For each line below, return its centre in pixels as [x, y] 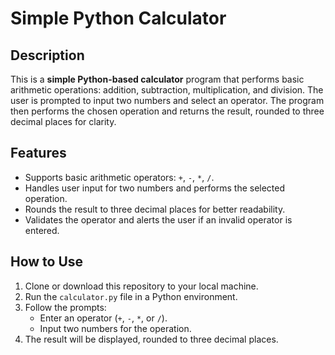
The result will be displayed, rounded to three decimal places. [151, 339]
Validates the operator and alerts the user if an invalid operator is [158, 219]
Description [47, 55]
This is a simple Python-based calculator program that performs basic [157, 79]
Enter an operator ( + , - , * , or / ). [103, 318]
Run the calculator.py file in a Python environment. [131, 296]
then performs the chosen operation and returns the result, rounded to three [167, 111]
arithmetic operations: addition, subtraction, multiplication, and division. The [167, 90]
